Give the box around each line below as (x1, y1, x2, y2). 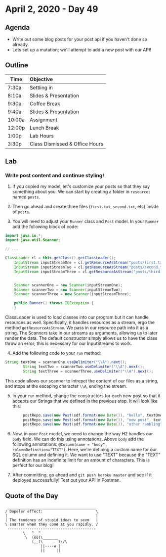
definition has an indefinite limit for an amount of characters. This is (12, 457, 150, 463)
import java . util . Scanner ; (5, 237, 61, 243)
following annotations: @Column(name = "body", (12, 441, 108, 447)
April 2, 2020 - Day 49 (5, 3, 98, 15)
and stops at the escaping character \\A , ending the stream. (5, 383, 127, 389)
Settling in (29, 84, 53, 91)
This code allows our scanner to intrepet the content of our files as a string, (5, 377, 159, 384)
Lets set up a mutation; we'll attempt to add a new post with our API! (12, 47, 152, 52)
